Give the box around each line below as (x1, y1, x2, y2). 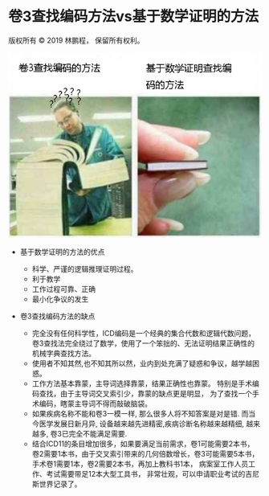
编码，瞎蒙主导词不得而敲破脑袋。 (39, 399, 153, 408)
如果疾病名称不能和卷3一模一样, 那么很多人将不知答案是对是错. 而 (31, 409, 249, 419)
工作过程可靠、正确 (31, 285, 96, 294)
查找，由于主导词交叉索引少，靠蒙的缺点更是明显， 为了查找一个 (39, 389, 253, 399)
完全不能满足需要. (68, 429, 128, 439)
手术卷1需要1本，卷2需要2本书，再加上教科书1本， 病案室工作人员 (31, 459, 249, 469)
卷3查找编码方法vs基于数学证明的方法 (8, 7, 259, 26)
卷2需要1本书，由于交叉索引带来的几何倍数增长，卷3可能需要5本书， (31, 449, 259, 459)
